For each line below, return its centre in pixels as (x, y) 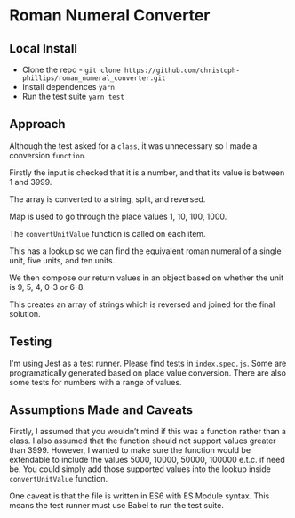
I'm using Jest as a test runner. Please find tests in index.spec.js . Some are (148, 363)
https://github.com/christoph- (182, 70)
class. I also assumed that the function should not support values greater (143, 441)
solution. (25, 313)
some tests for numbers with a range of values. (96, 382)
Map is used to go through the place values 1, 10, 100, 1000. (118, 216)
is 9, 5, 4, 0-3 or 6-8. (48, 287)
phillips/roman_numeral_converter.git (94, 78)
